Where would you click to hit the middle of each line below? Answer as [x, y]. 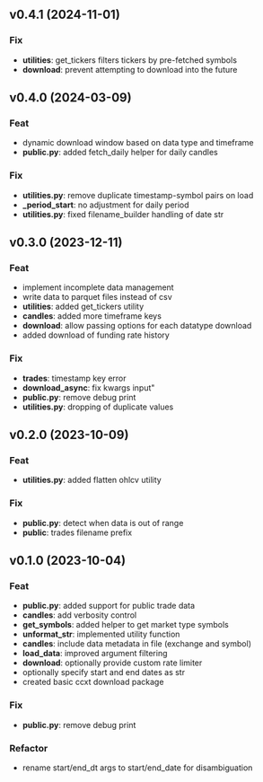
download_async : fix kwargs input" [88, 387]
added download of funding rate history [96, 335]
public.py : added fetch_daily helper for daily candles [120, 153]
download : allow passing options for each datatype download [137, 326]
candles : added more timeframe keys [92, 316]
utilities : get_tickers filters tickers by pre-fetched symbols [130, 60]
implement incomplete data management [98, 287]
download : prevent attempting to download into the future [130, 69]
